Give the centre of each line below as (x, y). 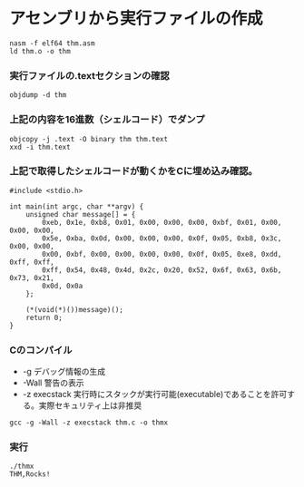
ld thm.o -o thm (40, 51)
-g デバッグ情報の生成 (64, 372)
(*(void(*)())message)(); (75, 309)
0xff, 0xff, (32, 262)
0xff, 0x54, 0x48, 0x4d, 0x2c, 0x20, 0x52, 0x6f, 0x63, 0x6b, (162, 270)
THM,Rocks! (30, 474)
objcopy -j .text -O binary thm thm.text (89, 139)
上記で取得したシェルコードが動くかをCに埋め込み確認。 (134, 171)
